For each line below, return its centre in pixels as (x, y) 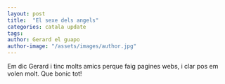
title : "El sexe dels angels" (53, 20)
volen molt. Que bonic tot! (45, 73)
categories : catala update (47, 27)
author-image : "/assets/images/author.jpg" (72, 46)
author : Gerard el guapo (44, 40)
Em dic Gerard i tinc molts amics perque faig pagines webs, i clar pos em (113, 66)
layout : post (26, 14)
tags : (15, 33)
